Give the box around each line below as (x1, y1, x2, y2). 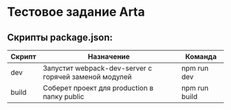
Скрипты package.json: (7, 32, 113, 43)
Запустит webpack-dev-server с (43, 63, 153, 73)
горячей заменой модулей (43, 72, 132, 81)
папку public (43, 92, 85, 101)
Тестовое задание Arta (7, 4, 146, 20)
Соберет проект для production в (43, 83, 153, 93)
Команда (185, 52, 217, 61)
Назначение (87, 52, 131, 61)
